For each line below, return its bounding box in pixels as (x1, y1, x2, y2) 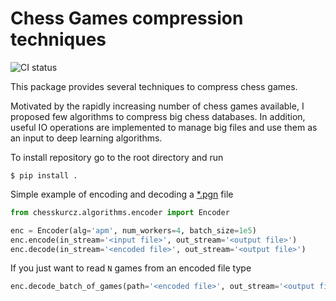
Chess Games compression (10, 7, 244, 30)
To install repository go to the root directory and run (10, 151, 224, 163)
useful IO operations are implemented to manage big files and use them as (10, 121, 318, 133)
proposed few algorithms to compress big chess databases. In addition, (10, 110, 306, 122)
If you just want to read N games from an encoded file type (10, 262, 252, 274)
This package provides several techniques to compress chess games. (10, 80, 298, 92)
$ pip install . (10, 170, 78, 181)
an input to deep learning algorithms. (10, 132, 163, 144)
